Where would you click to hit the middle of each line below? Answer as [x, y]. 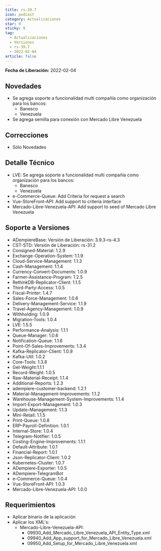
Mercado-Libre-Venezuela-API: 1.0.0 [50, 489]
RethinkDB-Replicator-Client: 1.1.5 [46, 282]
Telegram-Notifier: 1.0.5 [37, 436]
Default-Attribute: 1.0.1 [35, 447]
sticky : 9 [15, 28]
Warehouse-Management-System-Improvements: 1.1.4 [68, 399]
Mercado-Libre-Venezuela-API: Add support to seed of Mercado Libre [84, 207]
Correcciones [27, 135]
